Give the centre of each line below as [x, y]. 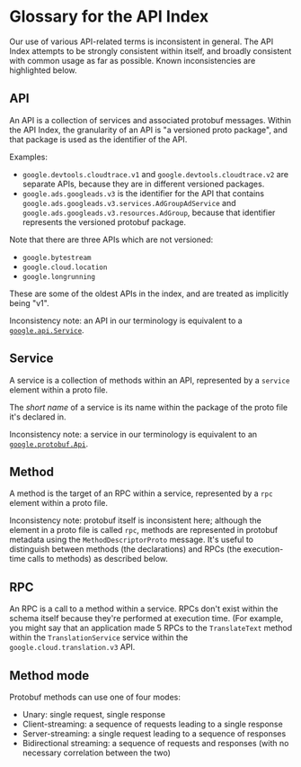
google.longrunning [59, 276]
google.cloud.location [65, 267]
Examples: [28, 157]
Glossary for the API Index [109, 17]
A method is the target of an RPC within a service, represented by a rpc [141, 493]
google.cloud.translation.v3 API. [72, 647]
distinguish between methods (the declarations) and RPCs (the [125, 549]
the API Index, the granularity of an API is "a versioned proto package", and [148, 130]
